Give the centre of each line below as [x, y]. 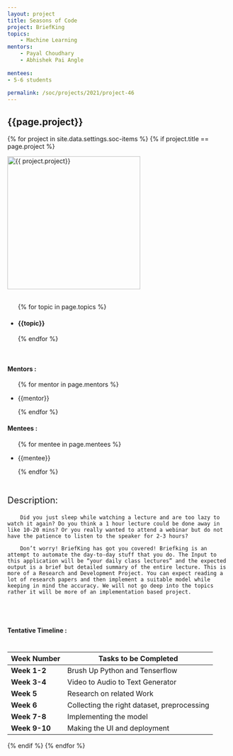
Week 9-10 [31, 728]
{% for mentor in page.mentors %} [68, 384]
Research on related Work [110, 694]
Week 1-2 [29, 670]
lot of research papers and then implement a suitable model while [109, 579]
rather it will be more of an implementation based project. [100, 592]
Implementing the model [108, 716]
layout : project [31, 14]
